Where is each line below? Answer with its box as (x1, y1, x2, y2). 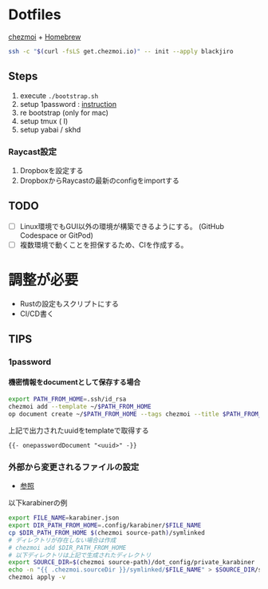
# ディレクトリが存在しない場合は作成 (8, 536, 116, 544)
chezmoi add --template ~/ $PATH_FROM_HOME (8, 403, 152, 411)
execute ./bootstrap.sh (19, 90, 99, 101)
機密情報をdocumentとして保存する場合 (8, 377, 141, 386)
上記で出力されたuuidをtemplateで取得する (8, 425, 149, 435)
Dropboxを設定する (19, 165, 84, 175)
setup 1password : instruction (19, 99, 117, 109)
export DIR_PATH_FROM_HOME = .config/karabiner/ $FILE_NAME (8, 521, 202, 530)
